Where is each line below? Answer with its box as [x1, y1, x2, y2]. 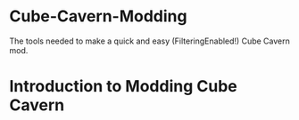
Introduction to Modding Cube [9, 76, 238, 97]
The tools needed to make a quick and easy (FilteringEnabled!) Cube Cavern [9, 36, 290, 46]
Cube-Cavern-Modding [9, 6, 187, 27]
